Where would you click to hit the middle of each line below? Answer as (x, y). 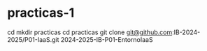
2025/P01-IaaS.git (33, 39)
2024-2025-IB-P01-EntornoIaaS (107, 39)
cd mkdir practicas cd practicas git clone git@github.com (90, 32)
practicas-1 (41, 13)
